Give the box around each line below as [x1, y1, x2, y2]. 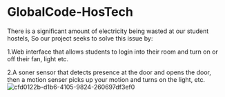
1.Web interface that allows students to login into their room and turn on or [7, 47, 219, 56]
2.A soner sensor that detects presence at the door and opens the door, [7, 68, 212, 76]
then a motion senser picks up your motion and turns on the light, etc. [7, 75, 206, 83]
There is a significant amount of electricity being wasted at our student [7, 27, 209, 35]
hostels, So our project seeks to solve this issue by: [7, 34, 153, 42]
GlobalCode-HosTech [7, 4, 133, 20]
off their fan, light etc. [7, 54, 69, 63]
